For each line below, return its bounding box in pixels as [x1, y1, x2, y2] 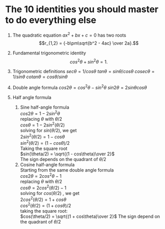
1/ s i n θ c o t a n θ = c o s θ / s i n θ [12, 74, 68, 80]
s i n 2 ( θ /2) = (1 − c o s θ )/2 [20, 139, 70, 146]
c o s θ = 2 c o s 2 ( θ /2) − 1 [20, 184, 67, 191]
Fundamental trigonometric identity [12, 50, 86, 56]
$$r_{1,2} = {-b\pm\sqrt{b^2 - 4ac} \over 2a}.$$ [38, 40, 139, 46]
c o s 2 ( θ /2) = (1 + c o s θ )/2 [20, 202, 71, 209]
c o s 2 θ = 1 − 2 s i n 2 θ [20, 109, 60, 116]
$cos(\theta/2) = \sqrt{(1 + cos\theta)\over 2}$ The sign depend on [20, 213, 160, 219]
